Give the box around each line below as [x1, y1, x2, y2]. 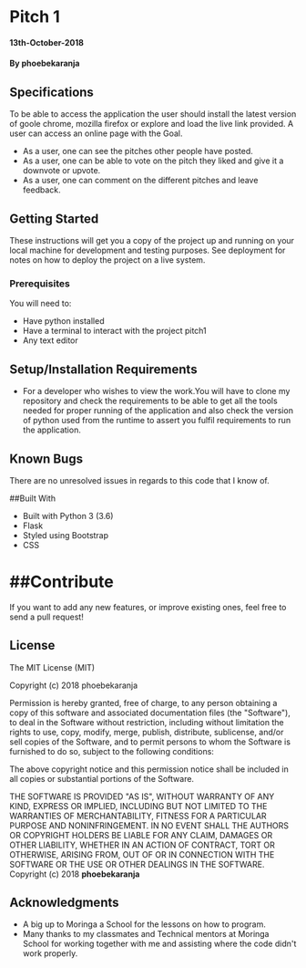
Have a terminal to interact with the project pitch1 [22, 326, 207, 337]
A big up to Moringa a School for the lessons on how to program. [22, 919, 266, 930]
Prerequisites [9, 276, 70, 289]
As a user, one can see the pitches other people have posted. [22, 146, 253, 157]
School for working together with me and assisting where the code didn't [22, 938, 297, 950]
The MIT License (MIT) [9, 661, 96, 672]
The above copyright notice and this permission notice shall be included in [9, 764, 289, 775]
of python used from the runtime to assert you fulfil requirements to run [22, 415, 291, 426]
